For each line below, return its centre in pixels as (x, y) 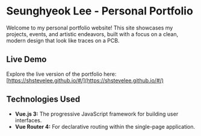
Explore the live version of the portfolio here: (61, 74)
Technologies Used (43, 100)
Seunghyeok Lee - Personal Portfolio (100, 11)
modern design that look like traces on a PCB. (63, 40)
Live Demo (26, 59)
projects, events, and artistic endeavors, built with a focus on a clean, (92, 34)
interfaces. (28, 120)
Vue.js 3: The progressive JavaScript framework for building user (97, 114)
